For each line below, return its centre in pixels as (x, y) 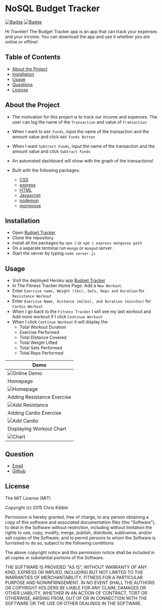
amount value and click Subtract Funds (51, 151)
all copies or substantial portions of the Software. (54, 557)
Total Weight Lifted (38, 343)
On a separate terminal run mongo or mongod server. (62, 248)
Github (19, 471)
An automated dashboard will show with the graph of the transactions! (83, 161)
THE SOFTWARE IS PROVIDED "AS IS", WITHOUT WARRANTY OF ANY (76, 567)
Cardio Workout (28, 307)
